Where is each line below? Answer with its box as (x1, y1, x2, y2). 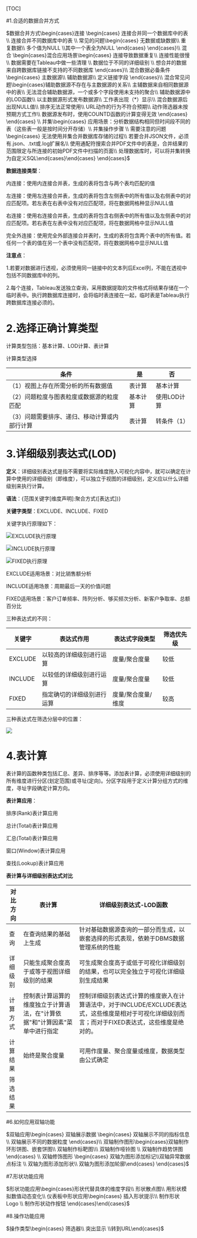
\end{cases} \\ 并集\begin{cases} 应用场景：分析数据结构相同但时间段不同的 (6, 118, 191, 125)
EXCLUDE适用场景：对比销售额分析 (6, 570, 92, 577)
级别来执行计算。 (6, 482, 47, 489)
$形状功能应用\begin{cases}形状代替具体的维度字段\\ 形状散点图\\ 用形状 (6, 1185, 182, 1192)
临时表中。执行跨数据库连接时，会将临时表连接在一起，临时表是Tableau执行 (6, 291, 190, 298)
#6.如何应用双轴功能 (6, 1118, 56, 1125)
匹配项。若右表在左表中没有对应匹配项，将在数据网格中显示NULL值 (11, 220, 174, 226)
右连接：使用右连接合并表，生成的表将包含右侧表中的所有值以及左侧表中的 (6, 212, 186, 219)
